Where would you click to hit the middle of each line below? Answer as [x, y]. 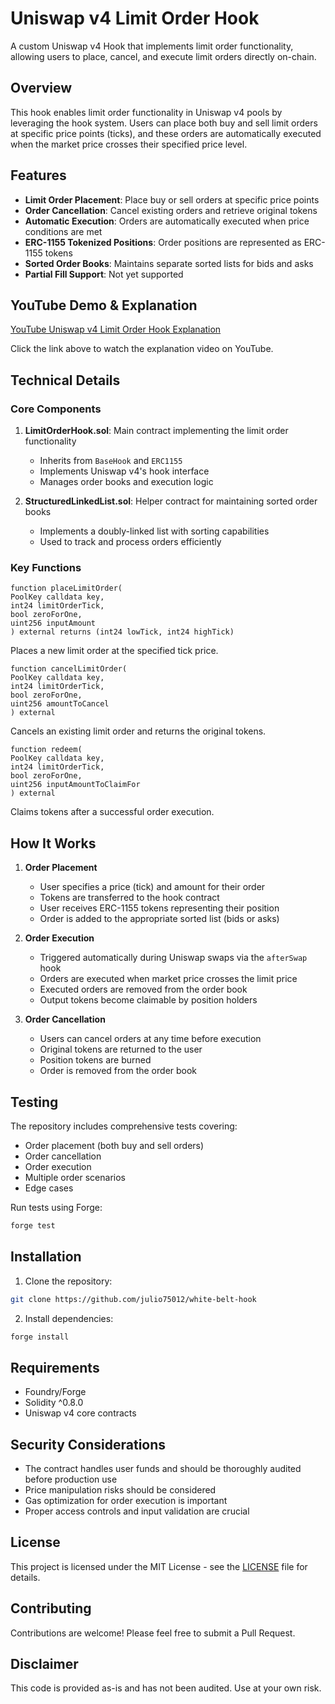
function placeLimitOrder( [66, 588]
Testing [34, 1102]
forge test [33, 1225]
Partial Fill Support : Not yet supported [104, 274]
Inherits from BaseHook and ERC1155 [111, 461]
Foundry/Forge [55, 1392]
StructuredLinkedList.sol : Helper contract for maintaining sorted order [171, 501]
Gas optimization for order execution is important [126, 1501]
